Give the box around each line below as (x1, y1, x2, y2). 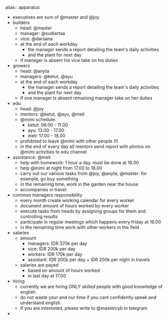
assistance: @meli (12, 154, 51, 160)
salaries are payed (20, 262, 59, 268)
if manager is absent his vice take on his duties (20, 57, 118, 63)
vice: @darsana (20, 35, 53, 42)
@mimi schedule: (20, 117, 57, 122)
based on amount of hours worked (27, 267, 100, 273)
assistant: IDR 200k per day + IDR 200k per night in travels (27, 257, 150, 263)
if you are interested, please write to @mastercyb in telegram (20, 305, 148, 311)
